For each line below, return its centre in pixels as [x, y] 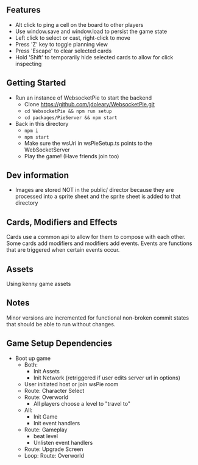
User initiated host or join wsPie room [71, 384]
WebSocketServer [47, 150]
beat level [46, 436]
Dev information [37, 176]
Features [23, 10]
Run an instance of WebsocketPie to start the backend [83, 98]
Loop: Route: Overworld [54, 455]
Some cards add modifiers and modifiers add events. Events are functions [99, 243]
